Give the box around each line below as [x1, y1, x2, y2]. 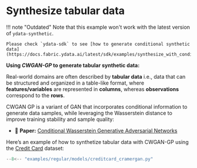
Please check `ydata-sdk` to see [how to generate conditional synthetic [6, 41, 191, 47]
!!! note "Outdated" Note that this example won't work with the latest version [6, 23, 191, 31]
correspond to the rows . [6, 92, 65, 99]
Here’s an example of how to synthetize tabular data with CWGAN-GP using [6, 138, 189, 145]
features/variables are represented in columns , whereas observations [6, 85, 179, 92]
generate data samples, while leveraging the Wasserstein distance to [6, 109, 173, 116]
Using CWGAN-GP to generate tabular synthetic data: [6, 62, 140, 69]
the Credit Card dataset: [6, 145, 64, 152]
